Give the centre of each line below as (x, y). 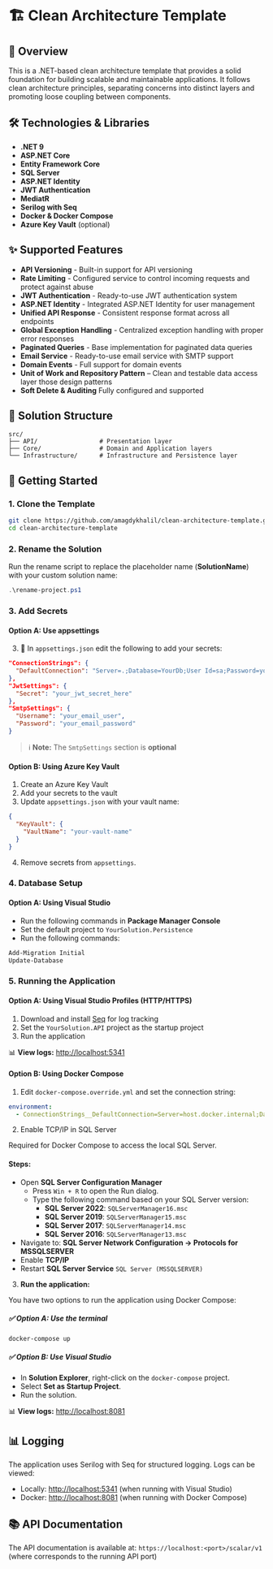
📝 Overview (38, 51)
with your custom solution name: (63, 575)
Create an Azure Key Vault (64, 784)
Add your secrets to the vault (69, 793)
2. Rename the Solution (55, 549)
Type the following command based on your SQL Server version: (141, 1199)
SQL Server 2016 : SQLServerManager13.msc (115, 1234)
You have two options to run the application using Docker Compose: (123, 1299)
